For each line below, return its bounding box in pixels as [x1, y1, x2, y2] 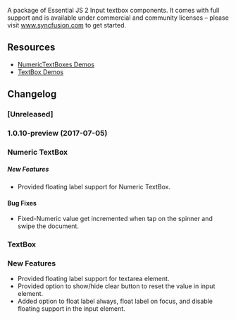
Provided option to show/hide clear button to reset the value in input [17, 282, 216, 290]
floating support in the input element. [17, 304, 125, 313]
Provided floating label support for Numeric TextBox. [17, 182, 171, 191]
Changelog [7, 88, 57, 100]
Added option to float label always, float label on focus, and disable [17, 297, 213, 306]
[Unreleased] [7, 109, 54, 119]
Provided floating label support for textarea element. [17, 275, 170, 283]
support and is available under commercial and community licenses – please [7, 13, 229, 22]
